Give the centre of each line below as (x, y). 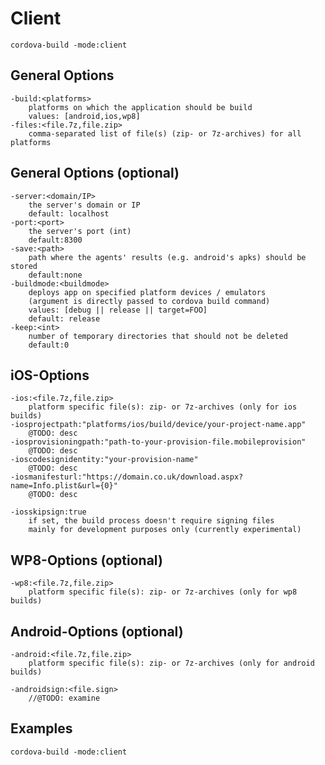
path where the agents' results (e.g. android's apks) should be (167, 257)
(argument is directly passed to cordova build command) (149, 301)
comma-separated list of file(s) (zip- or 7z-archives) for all (165, 133)
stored (24, 266)
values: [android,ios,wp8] (84, 116)
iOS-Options (50, 375)
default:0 (49, 345)
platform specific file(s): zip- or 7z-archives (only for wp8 (163, 592)
